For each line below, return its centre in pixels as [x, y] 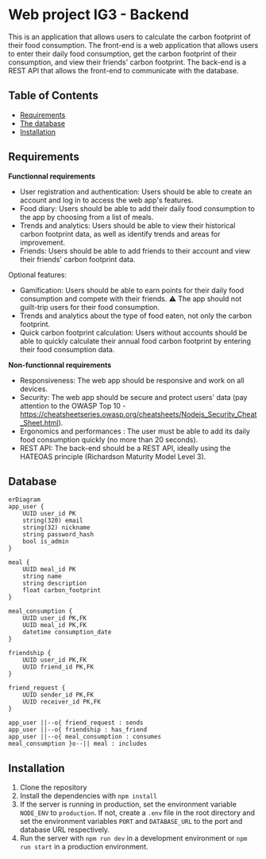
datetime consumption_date [67, 632]
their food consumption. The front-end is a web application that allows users [133, 45]
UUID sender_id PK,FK [58, 695]
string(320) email [53, 521]
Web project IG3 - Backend [98, 15]
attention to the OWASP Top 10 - [73, 406]
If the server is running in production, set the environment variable [128, 804]
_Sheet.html [39, 422]
